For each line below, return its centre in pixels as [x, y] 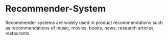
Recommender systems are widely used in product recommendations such [84, 22]
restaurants [17, 33]
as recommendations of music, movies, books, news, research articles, [80, 27]
